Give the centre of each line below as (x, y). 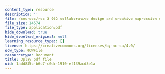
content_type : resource (29, 9)
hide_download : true (26, 32)
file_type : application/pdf (34, 28)
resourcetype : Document (29, 55)
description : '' (22, 14)
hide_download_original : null (36, 37)
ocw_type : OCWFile (24, 50)
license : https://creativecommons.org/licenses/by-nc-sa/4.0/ (70, 46)
